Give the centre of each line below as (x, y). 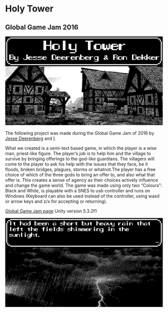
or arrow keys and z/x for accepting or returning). (56, 201)
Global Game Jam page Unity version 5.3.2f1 (51, 211)
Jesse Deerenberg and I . (30, 138)
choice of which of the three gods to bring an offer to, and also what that (80, 175)
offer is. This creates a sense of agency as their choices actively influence (82, 180)
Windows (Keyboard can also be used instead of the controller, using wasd (82, 196)
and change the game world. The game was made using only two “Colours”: (84, 185)
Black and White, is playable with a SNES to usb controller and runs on (78, 191)
